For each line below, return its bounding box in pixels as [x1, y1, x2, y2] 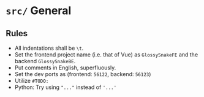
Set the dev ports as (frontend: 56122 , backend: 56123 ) [14, 71, 151, 77]
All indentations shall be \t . [14, 44, 84, 52]
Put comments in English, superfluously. [14, 64, 116, 71]
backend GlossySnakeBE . [14, 58, 76, 64]
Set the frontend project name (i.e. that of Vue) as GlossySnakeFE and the [14, 51, 198, 58]
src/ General [6, 4, 72, 18]
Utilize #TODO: [14, 77, 49, 84]
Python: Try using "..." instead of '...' [14, 83, 117, 91]
